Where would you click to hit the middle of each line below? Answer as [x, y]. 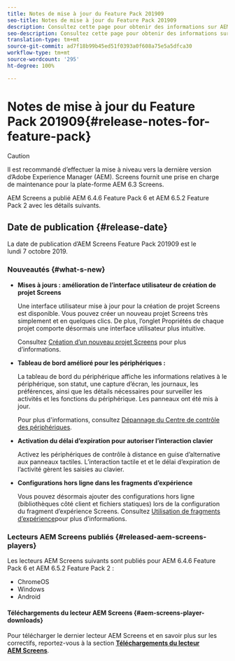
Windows [31, 589]
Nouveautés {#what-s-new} [56, 270]
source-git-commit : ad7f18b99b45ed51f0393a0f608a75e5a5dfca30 [100, 46]
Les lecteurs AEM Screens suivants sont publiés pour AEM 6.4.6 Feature [112, 560]
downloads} [25, 620]
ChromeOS [33, 581]
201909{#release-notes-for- [125, 121]
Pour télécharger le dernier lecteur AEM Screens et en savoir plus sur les [112, 636]
